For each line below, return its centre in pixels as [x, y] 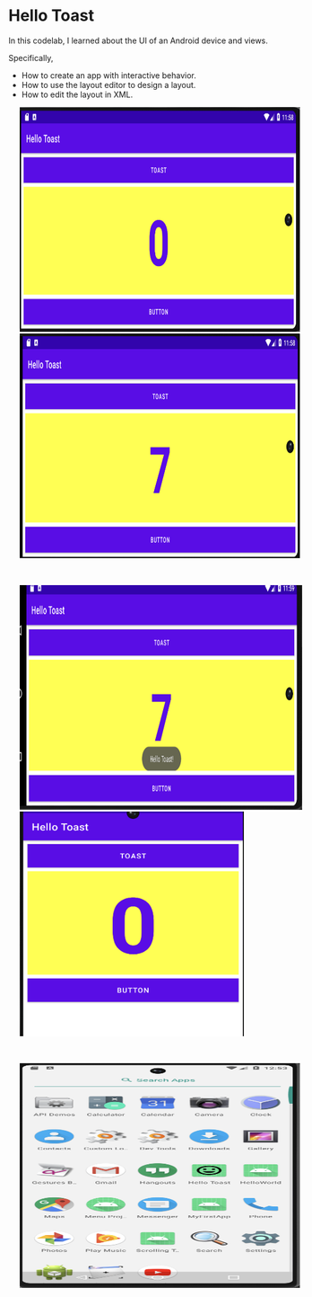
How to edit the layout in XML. [77, 94]
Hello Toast [52, 16]
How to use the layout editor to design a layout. [108, 84]
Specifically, [31, 58]
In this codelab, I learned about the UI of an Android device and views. [138, 40]
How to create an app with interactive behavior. [108, 75]
